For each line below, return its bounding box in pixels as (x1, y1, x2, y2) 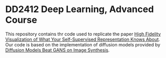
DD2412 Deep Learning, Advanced (5, 4, 154, 15)
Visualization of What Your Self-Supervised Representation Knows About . (5, 36, 160, 42)
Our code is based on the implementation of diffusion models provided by (5, 41, 161, 47)
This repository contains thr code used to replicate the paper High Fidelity (5, 31, 161, 37)
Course (5, 14, 37, 26)
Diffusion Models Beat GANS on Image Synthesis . (5, 47, 110, 53)
